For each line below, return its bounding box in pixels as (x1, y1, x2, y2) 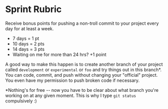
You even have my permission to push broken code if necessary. (5, 77, 140, 83)
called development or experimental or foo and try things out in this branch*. (5, 67, 162, 73)
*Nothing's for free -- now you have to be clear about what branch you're (5, 87, 159, 93)
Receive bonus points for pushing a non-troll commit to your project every (5, 20, 159, 26)
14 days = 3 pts (12, 46, 45, 52)
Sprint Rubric (5, 4, 62, 15)
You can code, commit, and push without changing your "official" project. (5, 72, 158, 78)
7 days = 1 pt (12, 35, 39, 41)
